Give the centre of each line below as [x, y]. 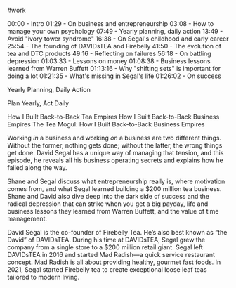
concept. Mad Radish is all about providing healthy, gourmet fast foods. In [114, 262]
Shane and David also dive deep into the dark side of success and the [108, 196]
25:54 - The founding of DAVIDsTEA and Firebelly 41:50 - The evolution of [114, 46]
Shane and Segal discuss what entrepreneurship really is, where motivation [116, 181]
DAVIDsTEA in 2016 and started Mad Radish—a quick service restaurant [111, 255]
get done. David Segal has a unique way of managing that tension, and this [116, 153]
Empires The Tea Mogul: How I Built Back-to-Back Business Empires [106, 124]
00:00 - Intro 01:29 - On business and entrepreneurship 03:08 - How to [111, 24]
